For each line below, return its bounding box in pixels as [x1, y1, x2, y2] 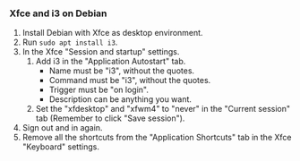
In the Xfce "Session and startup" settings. [21, 47, 180, 57]
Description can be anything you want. [48, 94, 193, 105]
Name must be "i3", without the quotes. [48, 65, 195, 76]
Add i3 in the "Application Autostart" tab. [35, 56, 186, 67]
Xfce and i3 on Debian [9, 7, 107, 20]
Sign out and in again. [21, 123, 103, 133]
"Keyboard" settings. [21, 141, 100, 152]
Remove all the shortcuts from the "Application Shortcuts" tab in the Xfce [21, 132, 292, 143]
